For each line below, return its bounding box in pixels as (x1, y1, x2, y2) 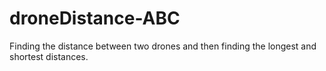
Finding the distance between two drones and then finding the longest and (9, 40, 317, 52)
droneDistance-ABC (9, 7, 181, 30)
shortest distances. (9, 50, 89, 62)
